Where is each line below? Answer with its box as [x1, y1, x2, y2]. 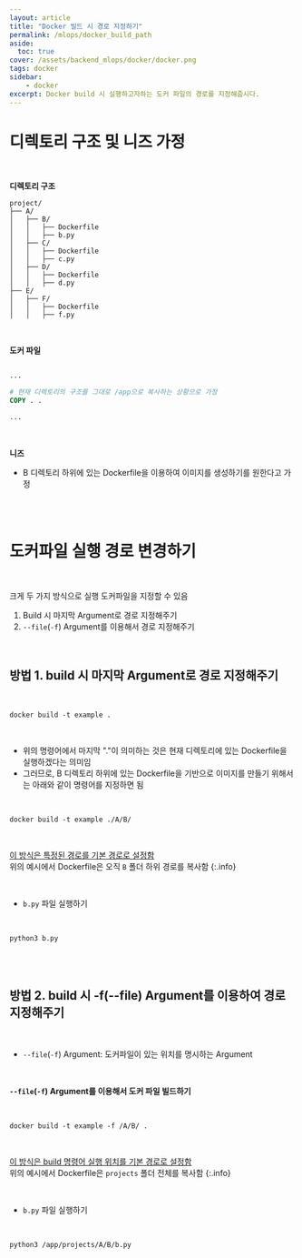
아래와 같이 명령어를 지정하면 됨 [32, 779, 144, 790]
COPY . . [9, 397, 43, 406]
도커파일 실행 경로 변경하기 [9, 541, 197, 562]
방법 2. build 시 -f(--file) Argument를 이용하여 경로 [9, 988, 286, 1003]
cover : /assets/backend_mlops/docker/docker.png [9, 55, 197, 65]
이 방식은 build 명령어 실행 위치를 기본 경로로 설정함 [9, 1156, 192, 1167]
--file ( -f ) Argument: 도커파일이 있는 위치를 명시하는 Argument [22, 1048, 253, 1060]
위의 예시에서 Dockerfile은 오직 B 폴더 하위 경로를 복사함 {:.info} [9, 860, 237, 871]
